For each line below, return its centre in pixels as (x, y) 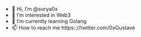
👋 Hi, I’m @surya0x (35, 9)
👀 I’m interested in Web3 (41, 15)
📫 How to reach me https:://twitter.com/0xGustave (73, 28)
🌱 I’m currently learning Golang (49, 21)
